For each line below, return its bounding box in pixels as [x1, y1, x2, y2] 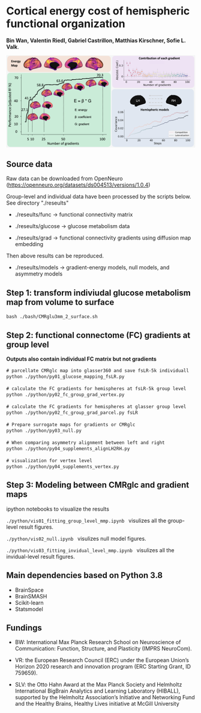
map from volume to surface [6, 297, 115, 307]
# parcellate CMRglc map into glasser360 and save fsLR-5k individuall [6, 367, 189, 373]
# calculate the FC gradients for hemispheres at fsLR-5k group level [6, 385, 187, 391]
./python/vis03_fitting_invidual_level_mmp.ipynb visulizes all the [6, 546, 175, 553]
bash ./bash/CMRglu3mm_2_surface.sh [6, 314, 98, 320]
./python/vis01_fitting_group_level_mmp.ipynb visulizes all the [6, 517, 167, 524]
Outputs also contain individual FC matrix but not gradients [6, 355, 157, 363]
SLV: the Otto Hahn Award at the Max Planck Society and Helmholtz [14, 681, 182, 688]
